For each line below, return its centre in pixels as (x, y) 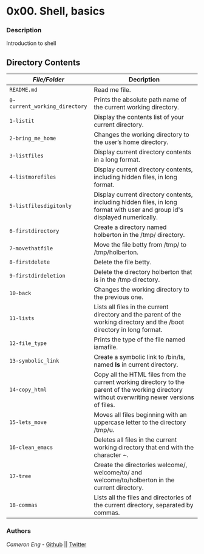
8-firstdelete (30, 262)
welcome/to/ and (118, 473)
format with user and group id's (138, 210)
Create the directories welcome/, (141, 465)
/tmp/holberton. (116, 252)
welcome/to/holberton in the (134, 480)
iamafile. (106, 347)
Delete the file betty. (123, 262)
